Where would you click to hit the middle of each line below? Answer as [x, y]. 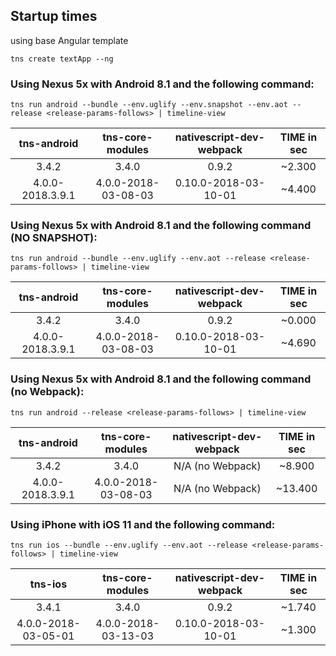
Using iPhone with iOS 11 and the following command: [143, 524]
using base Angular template [69, 40]
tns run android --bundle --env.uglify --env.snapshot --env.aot [149, 105]
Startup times [54, 16]
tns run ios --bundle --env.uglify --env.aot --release [129, 545]
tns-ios [48, 584]
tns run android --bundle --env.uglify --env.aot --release [138, 259]
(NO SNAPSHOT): [54, 238]
